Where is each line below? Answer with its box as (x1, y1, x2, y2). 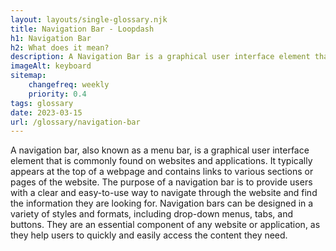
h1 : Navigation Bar (10, 33, 92, 43)
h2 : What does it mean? (10, 42, 110, 53)
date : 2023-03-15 (10, 107, 83, 118)
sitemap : (10, 71, 47, 81)
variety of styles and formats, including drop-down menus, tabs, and (10, 208, 294, 220)
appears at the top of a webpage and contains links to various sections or (10, 166, 314, 178)
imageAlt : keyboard (10, 61, 92, 71)
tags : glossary (10, 98, 74, 108)
